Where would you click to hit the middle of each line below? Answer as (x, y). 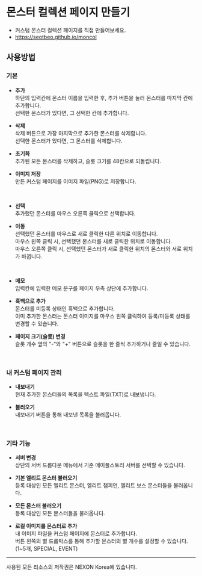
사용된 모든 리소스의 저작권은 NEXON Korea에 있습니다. (72, 567)
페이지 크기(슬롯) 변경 (40, 336)
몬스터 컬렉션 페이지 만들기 (68, 12)
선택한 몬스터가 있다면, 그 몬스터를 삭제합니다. (69, 141)
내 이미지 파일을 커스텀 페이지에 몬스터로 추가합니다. (76, 534)
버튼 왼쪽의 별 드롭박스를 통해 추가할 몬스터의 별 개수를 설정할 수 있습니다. (101, 541)
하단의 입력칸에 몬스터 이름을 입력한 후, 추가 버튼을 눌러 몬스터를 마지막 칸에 (104, 98)
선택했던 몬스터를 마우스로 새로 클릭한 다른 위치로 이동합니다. (86, 234)
